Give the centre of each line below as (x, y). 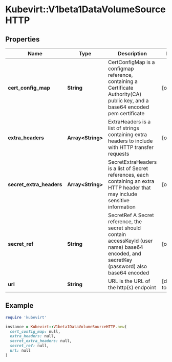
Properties (23, 39)
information (122, 207)
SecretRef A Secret (131, 215)
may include (122, 194)
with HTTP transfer (131, 147)
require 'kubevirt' (26, 317)
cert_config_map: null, (35, 331)
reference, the (125, 221)
